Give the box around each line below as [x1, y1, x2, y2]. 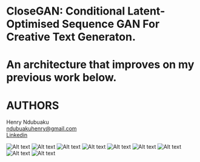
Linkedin [6, 132, 28, 139]
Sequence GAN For [61, 17, 160, 31]
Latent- [127, 4, 165, 18]
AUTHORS [6, 98, 59, 112]
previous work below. [6, 71, 117, 84]
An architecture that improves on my [6, 58, 195, 72]
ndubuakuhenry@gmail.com [6, 125, 77, 132]
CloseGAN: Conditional [6, 4, 125, 18]
